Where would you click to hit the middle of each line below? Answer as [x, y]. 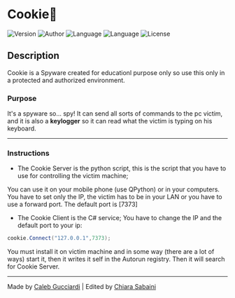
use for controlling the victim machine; [73, 176]
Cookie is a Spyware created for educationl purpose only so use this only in [116, 72]
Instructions [29, 153]
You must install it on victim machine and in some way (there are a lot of [111, 252]
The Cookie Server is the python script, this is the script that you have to [122, 168]
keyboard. [22, 128]
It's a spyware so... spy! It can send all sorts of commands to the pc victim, [115, 114]
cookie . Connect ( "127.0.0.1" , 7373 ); [59, 238]
